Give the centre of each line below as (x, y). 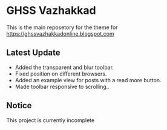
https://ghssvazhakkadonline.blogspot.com (60, 33)
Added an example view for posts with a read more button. (88, 80)
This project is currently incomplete (51, 120)
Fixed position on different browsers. (61, 74)
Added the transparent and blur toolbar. (64, 67)
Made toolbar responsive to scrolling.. (62, 86)
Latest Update (33, 53)
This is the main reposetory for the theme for (62, 27)
